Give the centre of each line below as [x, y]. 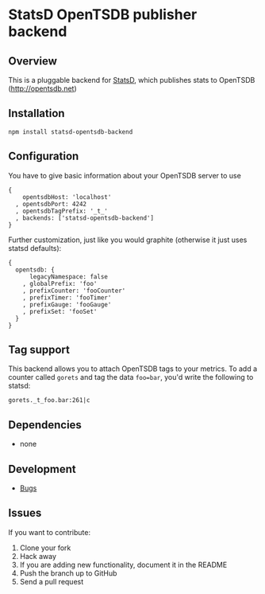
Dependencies [45, 425]
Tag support [39, 350]
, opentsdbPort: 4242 [51, 204]
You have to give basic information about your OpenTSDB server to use [125, 175]
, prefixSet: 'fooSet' [60, 311]
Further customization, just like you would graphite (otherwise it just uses [128, 240]
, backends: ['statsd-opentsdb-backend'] [85, 218]
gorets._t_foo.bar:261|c [49, 401]
